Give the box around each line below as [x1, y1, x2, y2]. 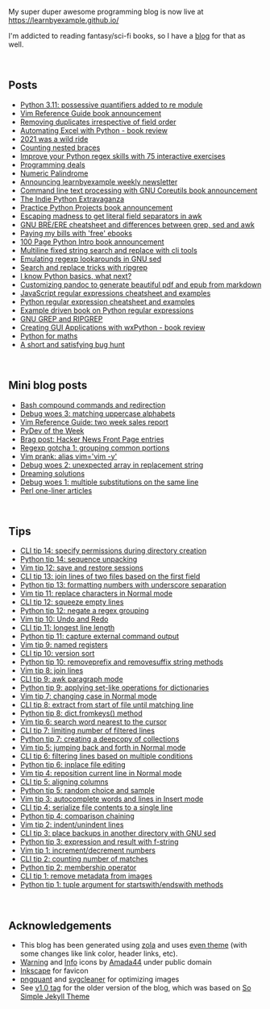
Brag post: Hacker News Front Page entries [19, 434, 164, 444]
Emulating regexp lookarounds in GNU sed [19, 254, 162, 264]
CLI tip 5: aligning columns [19, 777, 109, 787]
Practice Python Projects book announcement [19, 202, 173, 212]
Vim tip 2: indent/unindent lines [19, 820, 124, 829]
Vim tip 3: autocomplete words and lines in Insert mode [19, 794, 204, 804]
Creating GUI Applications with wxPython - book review [19, 322, 206, 332]
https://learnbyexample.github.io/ [8, 15, 119, 25]
